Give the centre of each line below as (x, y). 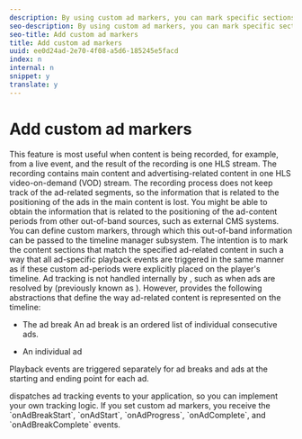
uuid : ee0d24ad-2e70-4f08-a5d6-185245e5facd (94, 51)
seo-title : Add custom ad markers (74, 34)
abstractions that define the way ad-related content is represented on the (145, 297)
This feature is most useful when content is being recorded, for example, (144, 154)
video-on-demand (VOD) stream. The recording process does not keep (141, 183)
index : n (26, 59)
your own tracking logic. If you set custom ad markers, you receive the (140, 405)
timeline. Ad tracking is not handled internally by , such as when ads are (142, 278)
